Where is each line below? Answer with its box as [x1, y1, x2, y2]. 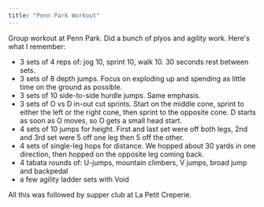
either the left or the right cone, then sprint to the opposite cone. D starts [19, 107, 256, 117]
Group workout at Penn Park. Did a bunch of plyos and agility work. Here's [8, 33, 250, 43]
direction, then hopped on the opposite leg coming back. [19, 149, 205, 159]
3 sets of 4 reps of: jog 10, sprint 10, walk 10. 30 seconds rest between [19, 57, 249, 66]
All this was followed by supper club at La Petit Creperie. [8, 190, 191, 199]
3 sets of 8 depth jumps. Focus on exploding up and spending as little [19, 73, 246, 83]
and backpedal [19, 166, 69, 175]
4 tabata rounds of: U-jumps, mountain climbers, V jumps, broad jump [19, 157, 247, 167]
